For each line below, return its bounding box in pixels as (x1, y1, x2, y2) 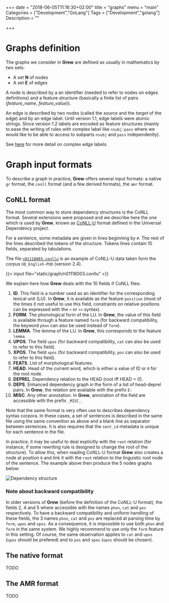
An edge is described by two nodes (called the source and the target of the (6, 110, 162, 116)
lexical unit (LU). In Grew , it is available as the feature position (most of (13, 295, 161, 301)
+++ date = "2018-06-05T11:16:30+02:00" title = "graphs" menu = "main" (6, 5, 159, 10)
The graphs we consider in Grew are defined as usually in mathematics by (6, 59, 160, 65)
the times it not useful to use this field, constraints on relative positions (13, 300, 160, 307)
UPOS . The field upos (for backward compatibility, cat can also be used (13, 338, 160, 344)
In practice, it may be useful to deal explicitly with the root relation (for (6, 438, 152, 444)
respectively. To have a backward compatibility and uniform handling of (6, 510, 154, 516)
